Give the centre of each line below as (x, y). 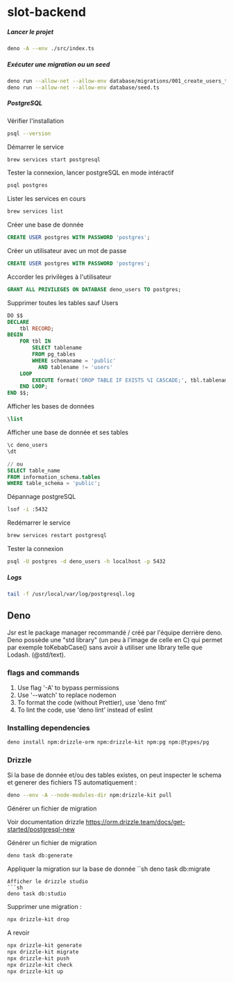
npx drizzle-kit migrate (43, 952)
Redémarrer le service (39, 523)
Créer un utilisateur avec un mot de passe (67, 251)
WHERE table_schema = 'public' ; (54, 484)
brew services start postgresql (54, 159)
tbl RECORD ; (37, 328)
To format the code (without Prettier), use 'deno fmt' (92, 702)
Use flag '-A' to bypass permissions (68, 687)
